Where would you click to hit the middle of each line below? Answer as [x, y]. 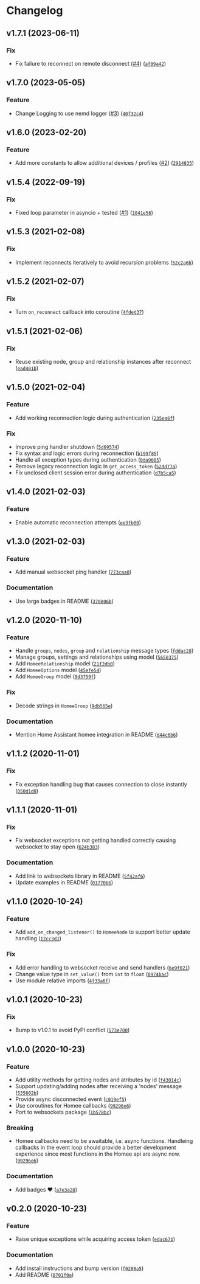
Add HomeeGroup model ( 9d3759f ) [55, 676]
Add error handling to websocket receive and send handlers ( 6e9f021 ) [102, 967]
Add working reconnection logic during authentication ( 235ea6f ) [95, 418]
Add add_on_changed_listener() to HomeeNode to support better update [102, 932]
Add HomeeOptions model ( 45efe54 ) [58, 670]
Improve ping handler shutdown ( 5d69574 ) [67, 446]
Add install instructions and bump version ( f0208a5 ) [79, 1268]
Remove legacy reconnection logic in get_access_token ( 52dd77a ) [96, 466]
